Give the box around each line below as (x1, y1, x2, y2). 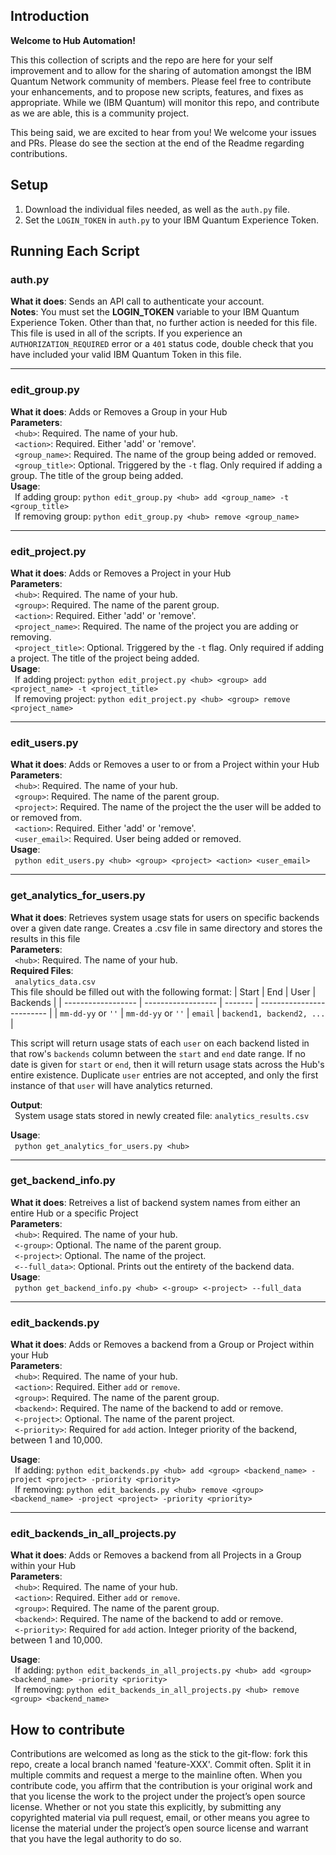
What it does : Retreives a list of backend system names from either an (10, 1196, 301, 1208)
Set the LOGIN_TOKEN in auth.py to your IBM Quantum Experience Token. (24, 214, 320, 226)
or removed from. (10, 812, 83, 824)
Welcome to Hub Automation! (10, 34, 137, 46)
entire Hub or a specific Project (10, 1207, 139, 1219)
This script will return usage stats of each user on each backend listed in (10, 1037, 310, 1049)
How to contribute (10, 1721, 126, 1738)
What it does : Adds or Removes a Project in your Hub (10, 567, 232, 579)
